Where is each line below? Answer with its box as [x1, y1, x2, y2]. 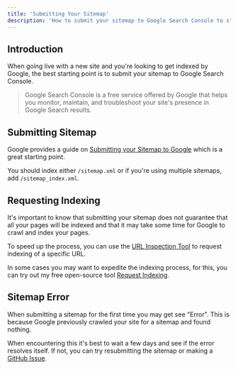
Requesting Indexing [7, 194, 101, 206]
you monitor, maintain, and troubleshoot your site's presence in [24, 98, 210, 107]
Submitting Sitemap [7, 126, 97, 138]
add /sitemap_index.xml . [7, 174, 79, 183]
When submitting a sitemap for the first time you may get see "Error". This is [7, 310, 230, 319]
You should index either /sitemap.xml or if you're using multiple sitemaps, [7, 166, 222, 175]
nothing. [7, 325, 32, 334]
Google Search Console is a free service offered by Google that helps [24, 91, 228, 99]
